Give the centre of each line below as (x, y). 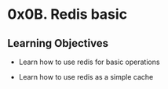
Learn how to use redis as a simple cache (86, 77)
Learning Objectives (58, 43)
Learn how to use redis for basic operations (89, 62)
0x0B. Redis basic (67, 14)
